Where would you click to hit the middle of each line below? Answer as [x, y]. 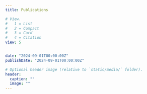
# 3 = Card [19, 33]
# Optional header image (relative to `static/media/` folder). [74, 69]
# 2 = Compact [22, 28]
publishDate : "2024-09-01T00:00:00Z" [45, 60]
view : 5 [13, 42]
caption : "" [22, 79]
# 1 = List [19, 24]
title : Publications [27, 10]
